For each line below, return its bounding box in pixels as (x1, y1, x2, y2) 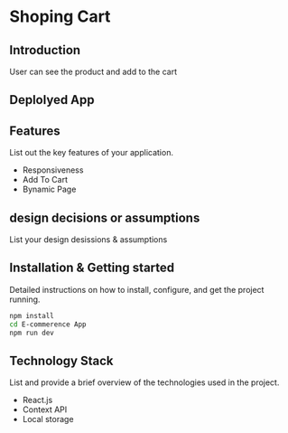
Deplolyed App (9, 92, 95, 108)
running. (9, 294, 41, 305)
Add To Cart (22, 174, 68, 185)
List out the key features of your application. (9, 147, 174, 158)
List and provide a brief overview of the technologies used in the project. (9, 377, 280, 388)
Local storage (22, 414, 74, 425)
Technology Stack (9, 353, 114, 368)
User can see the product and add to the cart (9, 66, 178, 77)
